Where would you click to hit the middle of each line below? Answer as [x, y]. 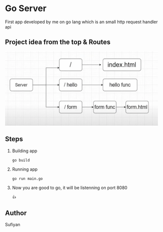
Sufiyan [13, 225]
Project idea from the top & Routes [58, 42]
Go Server [26, 8]
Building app [24, 151]
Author [16, 213]
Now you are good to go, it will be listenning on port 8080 [70, 188]
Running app [25, 169]
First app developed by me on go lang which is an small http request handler [81, 22]
